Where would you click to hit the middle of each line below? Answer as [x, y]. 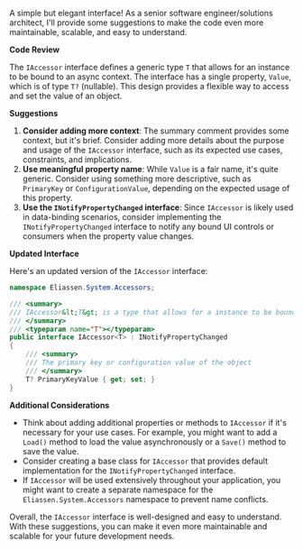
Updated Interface [44, 253]
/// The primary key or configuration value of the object [139, 362]
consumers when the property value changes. [108, 236]
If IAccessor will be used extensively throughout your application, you [151, 480]
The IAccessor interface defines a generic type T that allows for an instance [150, 67]
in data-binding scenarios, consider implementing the [122, 217]
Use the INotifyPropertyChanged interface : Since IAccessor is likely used [158, 207]
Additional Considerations [60, 405]
